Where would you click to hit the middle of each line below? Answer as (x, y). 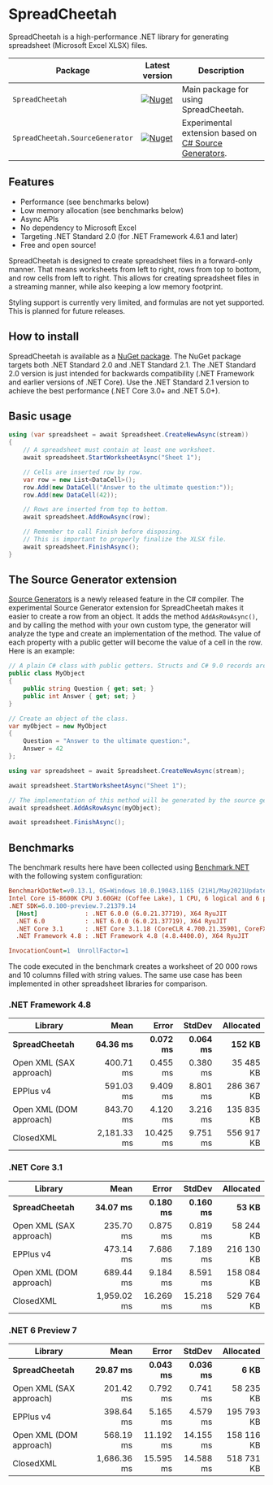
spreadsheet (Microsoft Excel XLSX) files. (78, 45)
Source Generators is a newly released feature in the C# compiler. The (126, 599)
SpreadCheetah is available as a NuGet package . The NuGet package (125, 356)
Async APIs (39, 219)
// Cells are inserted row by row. (83, 472)
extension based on (219, 132)
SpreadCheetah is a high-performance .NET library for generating (119, 37)
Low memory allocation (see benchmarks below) (102, 210)
